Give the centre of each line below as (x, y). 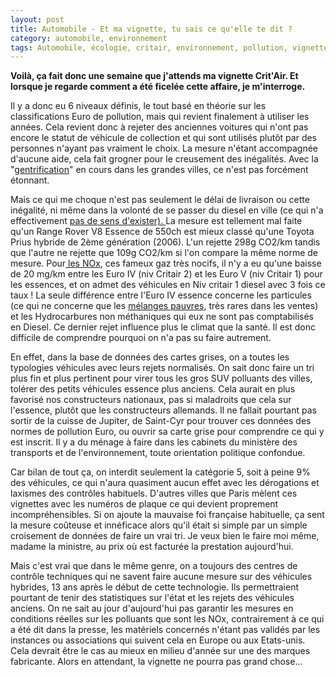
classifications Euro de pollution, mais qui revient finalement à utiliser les (160, 117)
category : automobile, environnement (89, 38)
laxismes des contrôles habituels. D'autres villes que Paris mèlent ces (154, 493)
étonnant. (30, 180)
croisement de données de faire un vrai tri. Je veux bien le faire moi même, (165, 536)
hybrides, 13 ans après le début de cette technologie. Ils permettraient (154, 587)
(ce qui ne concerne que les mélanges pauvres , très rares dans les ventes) (164, 306)
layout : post (37, 19)
